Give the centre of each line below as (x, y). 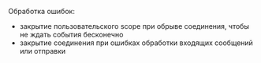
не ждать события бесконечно (71, 35)
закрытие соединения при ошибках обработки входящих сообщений (136, 43)
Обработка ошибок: (41, 11)
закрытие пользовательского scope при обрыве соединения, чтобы (134, 26)
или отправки (43, 51)
